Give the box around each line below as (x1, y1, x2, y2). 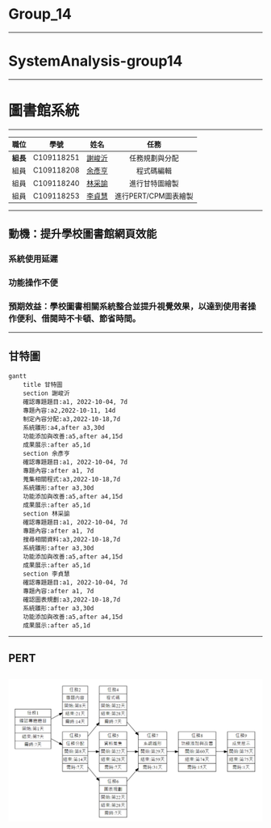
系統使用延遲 (8, 253, 59, 265)
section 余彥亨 (23, 450, 70, 458)
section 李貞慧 (23, 570, 70, 579)
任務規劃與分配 (128, 153, 179, 163)
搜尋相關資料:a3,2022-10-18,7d (23, 536, 121, 544)
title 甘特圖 (23, 381, 63, 389)
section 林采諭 (23, 510, 70, 518)
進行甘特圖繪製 (128, 179, 179, 189)
